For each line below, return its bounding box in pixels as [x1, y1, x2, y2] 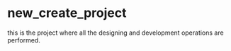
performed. [7, 35, 40, 44]
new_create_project [7, 5, 127, 21]
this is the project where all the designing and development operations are [7, 28, 225, 37]
